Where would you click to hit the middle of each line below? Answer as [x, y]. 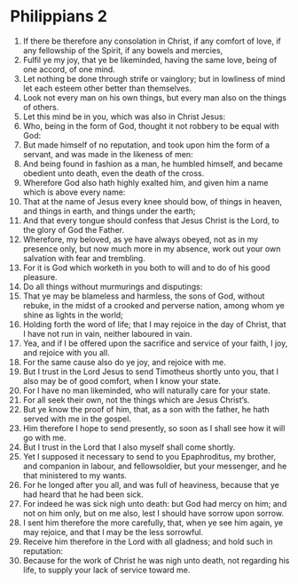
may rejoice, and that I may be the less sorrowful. [113, 532]
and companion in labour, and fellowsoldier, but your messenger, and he [155, 466]
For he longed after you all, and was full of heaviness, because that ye [151, 484]
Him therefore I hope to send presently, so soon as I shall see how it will [154, 428]
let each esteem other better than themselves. [107, 88]
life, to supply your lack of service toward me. [106, 570]
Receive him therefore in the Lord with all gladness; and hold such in [148, 541]
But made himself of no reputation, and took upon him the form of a [146, 145]
